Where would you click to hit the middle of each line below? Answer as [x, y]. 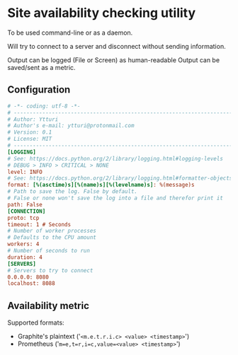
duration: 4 [25, 257]
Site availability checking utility [102, 13]
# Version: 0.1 [30, 132]
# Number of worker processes [52, 231]
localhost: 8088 [31, 284]
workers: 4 [23, 244]
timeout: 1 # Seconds [39, 224]
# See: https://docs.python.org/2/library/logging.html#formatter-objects [120, 178]
